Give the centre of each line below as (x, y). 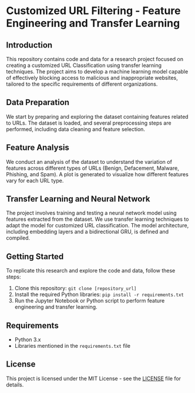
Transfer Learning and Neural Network (78, 199)
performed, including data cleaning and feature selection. (76, 129)
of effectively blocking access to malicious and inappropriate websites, (92, 78)
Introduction (29, 45)
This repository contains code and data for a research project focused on (95, 59)
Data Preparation (38, 103)
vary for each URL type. (35, 180)
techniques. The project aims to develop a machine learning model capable (97, 71)
